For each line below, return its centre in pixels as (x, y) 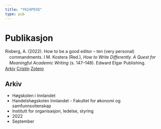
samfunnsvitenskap (32, 106)
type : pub (15, 14)
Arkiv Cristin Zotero (24, 69)
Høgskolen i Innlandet (34, 96)
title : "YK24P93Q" (23, 9)
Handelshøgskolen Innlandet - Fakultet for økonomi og (66, 100)
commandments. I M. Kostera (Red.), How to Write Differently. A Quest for (83, 57)
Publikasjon (29, 38)
